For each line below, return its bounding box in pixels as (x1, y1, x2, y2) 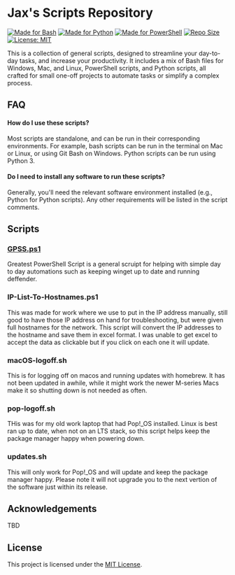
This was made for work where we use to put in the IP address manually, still (7, 308, 228, 316)
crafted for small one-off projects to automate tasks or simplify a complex (7, 71, 220, 80)
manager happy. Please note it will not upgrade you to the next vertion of (7, 475, 218, 483)
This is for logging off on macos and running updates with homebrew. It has (7, 371, 225, 380)
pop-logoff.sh (7, 404, 56, 413)
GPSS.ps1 (7, 244, 41, 254)
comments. (7, 203, 40, 211)
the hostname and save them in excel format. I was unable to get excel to (7, 330, 218, 339)
